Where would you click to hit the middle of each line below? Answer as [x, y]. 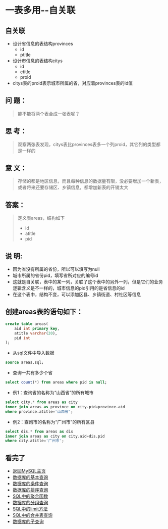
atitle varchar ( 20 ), [36, 333]
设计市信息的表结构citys [38, 61]
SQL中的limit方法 [30, 509]
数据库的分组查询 [30, 503]
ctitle [25, 72]
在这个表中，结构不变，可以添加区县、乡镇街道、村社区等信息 [77, 295]
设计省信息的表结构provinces [43, 44]
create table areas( [27, 324]
